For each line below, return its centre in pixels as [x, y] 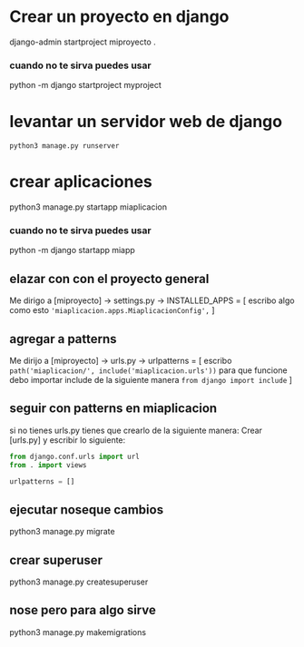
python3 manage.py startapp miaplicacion [88, 207]
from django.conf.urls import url [75, 456]
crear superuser [56, 560]
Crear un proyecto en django [119, 17]
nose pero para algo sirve [83, 610]
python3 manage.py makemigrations [78, 632]
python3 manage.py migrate [62, 532]
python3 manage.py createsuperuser [79, 582]
